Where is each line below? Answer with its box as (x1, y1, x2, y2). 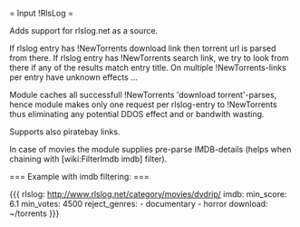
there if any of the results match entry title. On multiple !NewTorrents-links (9, 63, 287, 73)
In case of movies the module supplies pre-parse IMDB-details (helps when (9, 144, 292, 154)
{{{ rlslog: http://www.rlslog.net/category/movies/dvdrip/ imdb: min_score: (9, 189, 287, 199)
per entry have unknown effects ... (9, 72, 138, 83)
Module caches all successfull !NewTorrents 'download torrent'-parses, (9, 90, 277, 100)
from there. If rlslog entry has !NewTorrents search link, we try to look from (9, 53, 289, 63)
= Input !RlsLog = (9, 8, 74, 18)
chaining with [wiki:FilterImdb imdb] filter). (9, 153, 168, 164)
